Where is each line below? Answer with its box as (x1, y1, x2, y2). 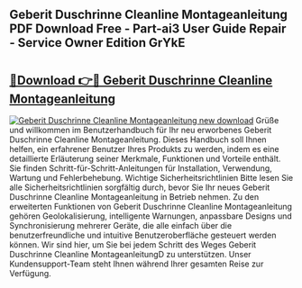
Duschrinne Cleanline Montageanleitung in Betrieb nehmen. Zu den (9, 192, 260, 202)
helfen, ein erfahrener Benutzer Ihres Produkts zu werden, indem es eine (9, 144, 279, 154)
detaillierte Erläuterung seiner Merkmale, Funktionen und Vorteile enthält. (9, 153, 281, 164)
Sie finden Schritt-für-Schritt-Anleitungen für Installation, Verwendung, (9, 163, 272, 174)
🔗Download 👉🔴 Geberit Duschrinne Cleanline (9, 72, 273, 88)
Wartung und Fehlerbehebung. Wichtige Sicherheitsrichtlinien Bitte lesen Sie (9, 173, 294, 183)
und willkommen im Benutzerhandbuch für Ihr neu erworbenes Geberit (9, 125, 272, 135)
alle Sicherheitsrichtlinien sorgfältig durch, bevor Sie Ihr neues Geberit (9, 182, 270, 193)
